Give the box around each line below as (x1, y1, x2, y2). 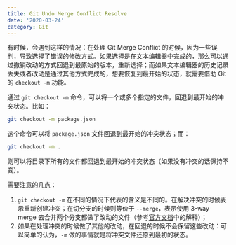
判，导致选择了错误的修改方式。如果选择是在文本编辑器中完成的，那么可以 (7, 52, 223, 60)
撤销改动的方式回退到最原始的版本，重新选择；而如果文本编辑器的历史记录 (13, 61, 229, 69)
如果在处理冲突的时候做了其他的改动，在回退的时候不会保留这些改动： (17, 222, 221, 230)
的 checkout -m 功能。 (7, 78, 70, 87)
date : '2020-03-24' (7, 17, 65, 24)
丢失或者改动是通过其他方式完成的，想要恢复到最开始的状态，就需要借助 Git (7, 69, 227, 78)
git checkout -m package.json (7, 116, 96, 123)
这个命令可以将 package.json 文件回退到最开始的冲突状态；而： (7, 129, 190, 138)
